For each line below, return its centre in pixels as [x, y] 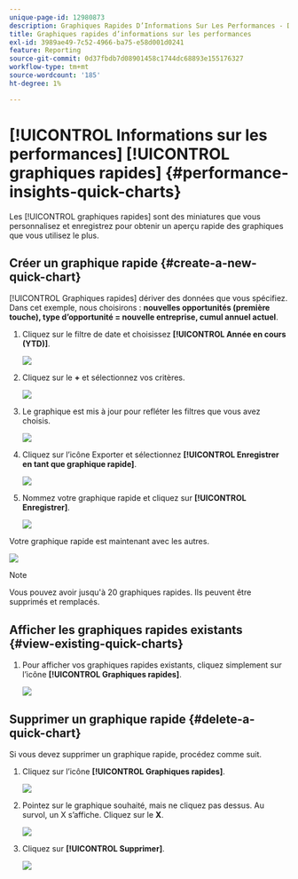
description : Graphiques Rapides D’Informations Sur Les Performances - [146, 26]
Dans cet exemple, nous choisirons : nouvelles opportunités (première [140, 308]
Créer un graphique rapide [83, 263]
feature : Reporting [45, 51]
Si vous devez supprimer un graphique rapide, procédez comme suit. [136, 754]
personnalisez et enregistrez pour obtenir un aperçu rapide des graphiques [146, 226]
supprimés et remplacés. [55, 602]
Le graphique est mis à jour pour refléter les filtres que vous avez [141, 412]
